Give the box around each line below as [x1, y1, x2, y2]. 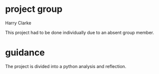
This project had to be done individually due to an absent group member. [5, 29, 155, 35]
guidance [5, 47, 45, 58]
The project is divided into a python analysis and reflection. [5, 63, 127, 69]
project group [5, 3, 63, 15]
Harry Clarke [5, 20, 31, 26]
